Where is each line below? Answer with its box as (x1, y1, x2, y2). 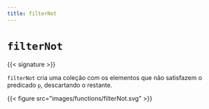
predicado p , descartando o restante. (7, 81, 112, 89)
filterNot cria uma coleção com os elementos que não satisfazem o (7, 73, 202, 81)
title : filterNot (7, 10, 57, 17)
